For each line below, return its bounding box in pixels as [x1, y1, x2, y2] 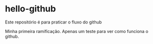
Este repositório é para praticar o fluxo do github [5, 19, 102, 25]
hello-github [5, 3, 56, 14]
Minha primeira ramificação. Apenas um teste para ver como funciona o [5, 28, 149, 34]
